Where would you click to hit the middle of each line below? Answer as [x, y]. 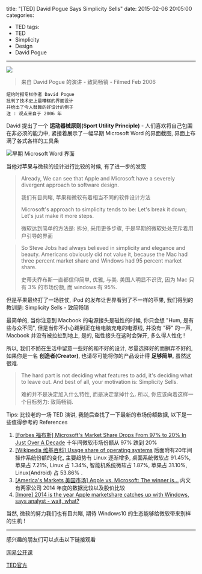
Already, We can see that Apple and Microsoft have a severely [98, 178]
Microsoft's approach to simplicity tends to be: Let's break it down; [104, 209]
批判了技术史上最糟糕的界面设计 [40, 101]
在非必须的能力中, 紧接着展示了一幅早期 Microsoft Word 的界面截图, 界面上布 [101, 133]
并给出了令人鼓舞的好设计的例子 [40, 107]
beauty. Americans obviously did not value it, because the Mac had [104, 254]
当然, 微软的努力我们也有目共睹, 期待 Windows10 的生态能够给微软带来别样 [99, 513]
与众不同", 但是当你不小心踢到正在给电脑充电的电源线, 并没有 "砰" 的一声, [102, 328]
